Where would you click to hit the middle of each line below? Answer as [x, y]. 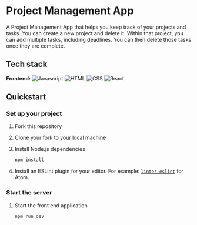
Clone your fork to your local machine [60, 138]
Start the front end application [51, 205]
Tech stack [27, 64]
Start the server [29, 193]
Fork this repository [38, 126]
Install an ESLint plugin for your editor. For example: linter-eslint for [99, 171]
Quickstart [26, 97]
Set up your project [34, 114]
